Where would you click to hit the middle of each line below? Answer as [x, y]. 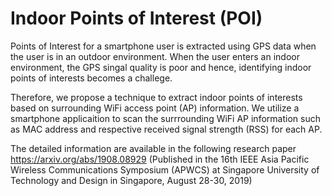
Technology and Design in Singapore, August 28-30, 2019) [131, 180]
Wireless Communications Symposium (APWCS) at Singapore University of [165, 169]
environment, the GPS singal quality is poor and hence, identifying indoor [161, 67]
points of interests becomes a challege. [91, 78]
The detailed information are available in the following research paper [153, 148]
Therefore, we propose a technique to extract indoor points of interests [156, 97]
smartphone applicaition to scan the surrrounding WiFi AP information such [165, 118]
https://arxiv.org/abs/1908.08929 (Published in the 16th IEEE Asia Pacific [160, 159]
